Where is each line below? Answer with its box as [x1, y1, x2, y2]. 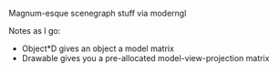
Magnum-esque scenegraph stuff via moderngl [8, 8, 187, 18]
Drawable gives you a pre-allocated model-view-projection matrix [21, 53, 270, 63]
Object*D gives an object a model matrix [21, 43, 175, 54]
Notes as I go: [8, 26, 61, 36]
